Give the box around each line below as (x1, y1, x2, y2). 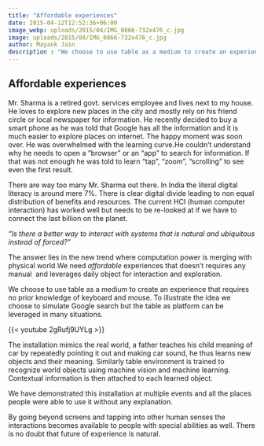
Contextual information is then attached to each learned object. (8, 373, 214, 382)
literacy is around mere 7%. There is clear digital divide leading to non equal (8, 188, 255, 197)
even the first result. (8, 164, 73, 174)
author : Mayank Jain (8, 41, 76, 49)
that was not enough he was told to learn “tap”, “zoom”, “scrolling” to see (8, 157, 244, 166)
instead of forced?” (8, 237, 71, 246)
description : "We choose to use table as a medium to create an (8, 48, 226, 56)
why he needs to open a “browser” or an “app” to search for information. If (8, 148, 250, 157)
